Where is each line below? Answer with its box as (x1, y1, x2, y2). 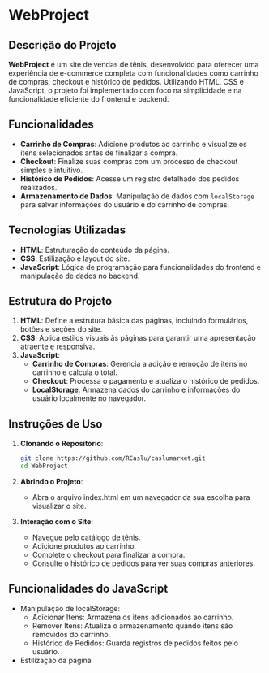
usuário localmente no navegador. (32, 393, 147, 403)
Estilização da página (19, 655, 92, 665)
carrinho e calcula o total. (32, 367, 117, 377)
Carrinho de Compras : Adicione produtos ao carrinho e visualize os (19, 139, 247, 149)
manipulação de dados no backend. (19, 271, 140, 280)
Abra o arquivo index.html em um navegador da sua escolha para (32, 493, 250, 501)
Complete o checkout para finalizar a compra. (32, 550, 186, 559)
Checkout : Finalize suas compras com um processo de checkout (19, 156, 238, 166)
